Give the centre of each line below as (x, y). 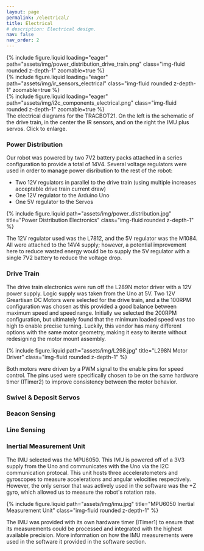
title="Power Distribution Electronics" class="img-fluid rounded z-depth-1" (100, 220)
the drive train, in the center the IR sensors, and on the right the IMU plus (98, 122)
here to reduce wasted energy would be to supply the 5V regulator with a (98, 251)
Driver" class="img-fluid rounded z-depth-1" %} (67, 357)
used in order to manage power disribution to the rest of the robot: (90, 170)
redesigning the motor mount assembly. (56, 339)
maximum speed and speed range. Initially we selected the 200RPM (92, 313)
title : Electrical (30, 23)
